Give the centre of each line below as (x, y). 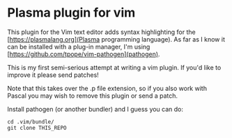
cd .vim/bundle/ (31, 122)
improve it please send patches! (53, 75)
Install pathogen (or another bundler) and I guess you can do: (95, 109)
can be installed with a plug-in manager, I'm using (79, 46)
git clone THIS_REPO (37, 128)
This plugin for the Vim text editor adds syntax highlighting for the (102, 32)
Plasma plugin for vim (71, 13)
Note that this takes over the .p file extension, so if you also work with (107, 88)
